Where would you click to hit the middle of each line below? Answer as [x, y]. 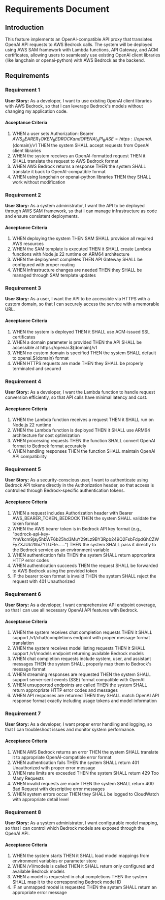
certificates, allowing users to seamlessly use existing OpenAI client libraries [83, 55]
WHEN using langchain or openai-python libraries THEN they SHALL [82, 177]
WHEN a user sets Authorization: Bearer [53, 133]
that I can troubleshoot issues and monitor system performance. [70, 730]
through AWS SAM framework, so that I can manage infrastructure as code [81, 211]
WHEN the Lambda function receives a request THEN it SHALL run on [83, 420]
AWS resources [28, 244]
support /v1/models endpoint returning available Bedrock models [78, 654]
